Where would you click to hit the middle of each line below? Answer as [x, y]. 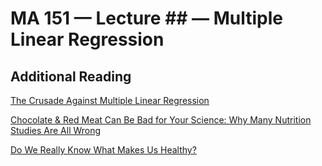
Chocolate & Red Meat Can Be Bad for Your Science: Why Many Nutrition [161, 120]
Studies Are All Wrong [56, 130]
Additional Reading [71, 76]
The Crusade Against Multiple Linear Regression [110, 100]
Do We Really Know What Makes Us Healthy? [103, 150]
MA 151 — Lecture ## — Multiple [147, 18]
